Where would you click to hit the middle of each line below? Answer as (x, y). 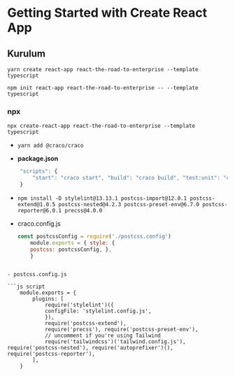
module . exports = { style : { (73, 243)
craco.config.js (39, 223)
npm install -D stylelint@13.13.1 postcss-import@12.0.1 (102, 198)
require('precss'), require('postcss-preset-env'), (121, 330)
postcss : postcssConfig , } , (71, 250)
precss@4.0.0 (84, 210)
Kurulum (27, 53)
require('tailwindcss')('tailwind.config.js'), (115, 342)
